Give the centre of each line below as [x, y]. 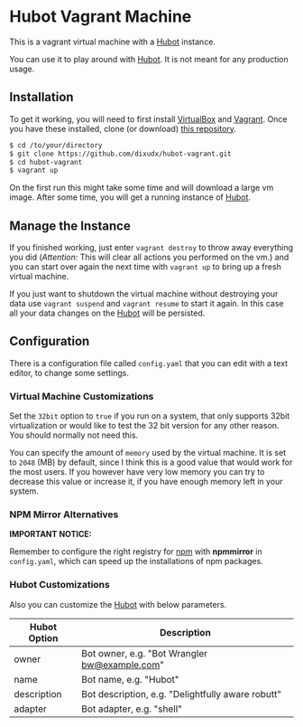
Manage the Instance [70, 226]
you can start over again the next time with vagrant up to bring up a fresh [145, 267]
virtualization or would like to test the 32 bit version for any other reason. [144, 426]
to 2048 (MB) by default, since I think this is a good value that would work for [151, 462]
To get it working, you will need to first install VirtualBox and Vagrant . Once [148, 118]
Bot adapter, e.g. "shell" [131, 709]
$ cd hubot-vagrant [46, 162]
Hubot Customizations [60, 585]
